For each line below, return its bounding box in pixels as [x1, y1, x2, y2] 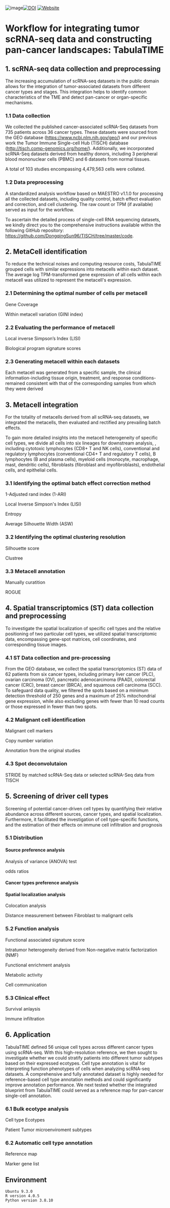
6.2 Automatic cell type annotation [5, 1139, 93, 1146]
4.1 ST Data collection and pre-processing [5, 654, 111, 661]
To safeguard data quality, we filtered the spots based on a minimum [5, 687, 149, 694]
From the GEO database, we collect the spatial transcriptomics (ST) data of [5, 666, 162, 672]
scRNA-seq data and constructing [5, 34, 152, 45]
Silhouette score [5, 545, 40, 551]
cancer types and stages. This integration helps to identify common [5, 89, 147, 95]
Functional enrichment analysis [5, 962, 71, 968]
